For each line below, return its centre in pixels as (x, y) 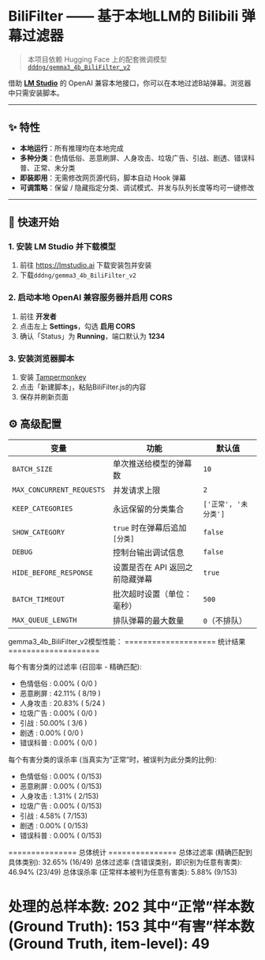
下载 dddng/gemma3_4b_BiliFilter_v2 (78, 275)
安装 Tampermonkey (53, 377)
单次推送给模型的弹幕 (153, 463)
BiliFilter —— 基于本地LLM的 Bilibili (123, 16)
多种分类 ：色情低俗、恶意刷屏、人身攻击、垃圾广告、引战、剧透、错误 (134, 158)
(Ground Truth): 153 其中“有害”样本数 (131, 926)
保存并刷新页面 (44, 397)
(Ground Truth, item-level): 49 (109, 944)
